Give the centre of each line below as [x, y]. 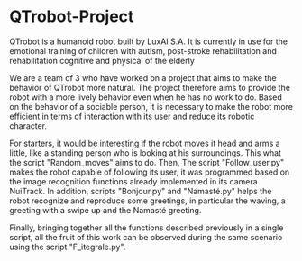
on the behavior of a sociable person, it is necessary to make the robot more [151, 106]
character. [28, 126]
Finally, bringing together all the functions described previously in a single [146, 228]
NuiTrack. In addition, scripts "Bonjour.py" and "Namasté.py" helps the [141, 191]
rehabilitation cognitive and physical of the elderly [102, 60]
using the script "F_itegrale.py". [68, 247]
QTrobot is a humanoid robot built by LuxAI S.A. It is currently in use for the [149, 41]
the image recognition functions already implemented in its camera [134, 181]
